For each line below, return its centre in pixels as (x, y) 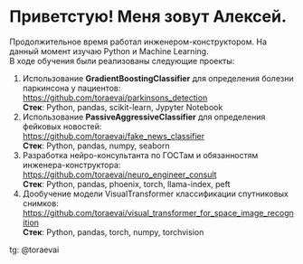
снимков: (40, 203)
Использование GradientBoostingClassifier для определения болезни (158, 78)
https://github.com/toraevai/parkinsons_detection (115, 98)
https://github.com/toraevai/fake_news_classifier (114, 136)
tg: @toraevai (34, 250)
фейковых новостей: (62, 126)
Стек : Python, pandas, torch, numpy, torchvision (113, 231)
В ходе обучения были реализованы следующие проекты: (122, 61)
